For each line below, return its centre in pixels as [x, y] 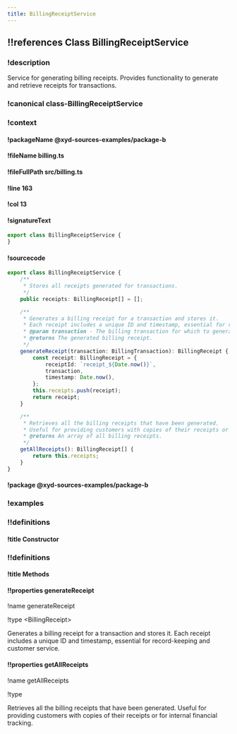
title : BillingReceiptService [52, 14]
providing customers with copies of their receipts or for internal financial [112, 715]
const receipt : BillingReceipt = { [85, 357]
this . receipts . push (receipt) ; [77, 391]
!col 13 [17, 204]
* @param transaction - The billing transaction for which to [116, 332]
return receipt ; [56, 397]
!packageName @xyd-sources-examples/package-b [87, 139]
